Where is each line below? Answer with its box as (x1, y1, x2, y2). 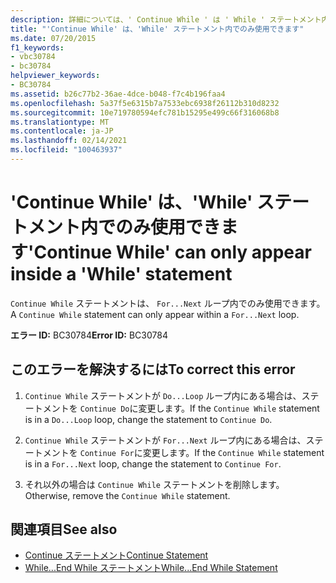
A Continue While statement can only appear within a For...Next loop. (10, 308, 300, 320)
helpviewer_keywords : (10, 71, 101, 81)
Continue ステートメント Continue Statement (24, 549, 209, 561)
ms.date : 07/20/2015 (10, 33, 97, 43)
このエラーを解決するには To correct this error (10, 361, 296, 378)
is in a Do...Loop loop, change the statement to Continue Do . (24, 413, 273, 425)
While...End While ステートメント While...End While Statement (24, 562, 278, 574)
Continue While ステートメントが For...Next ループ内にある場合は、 (24, 434, 307, 446)
